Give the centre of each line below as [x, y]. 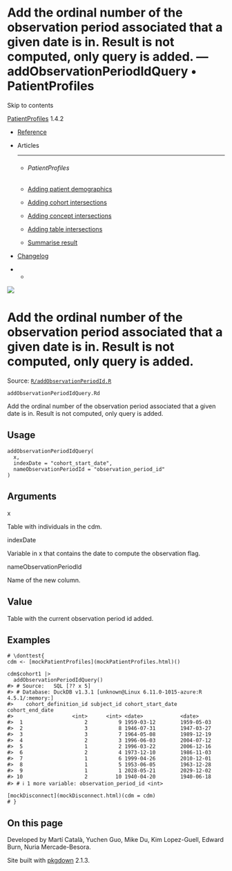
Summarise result [52, 242]
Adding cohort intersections [67, 202]
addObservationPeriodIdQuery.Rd [54, 394]
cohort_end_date [30, 710]
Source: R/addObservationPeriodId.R [59, 381]
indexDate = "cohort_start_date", [63, 463]
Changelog [33, 256]
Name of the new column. [44, 580]
